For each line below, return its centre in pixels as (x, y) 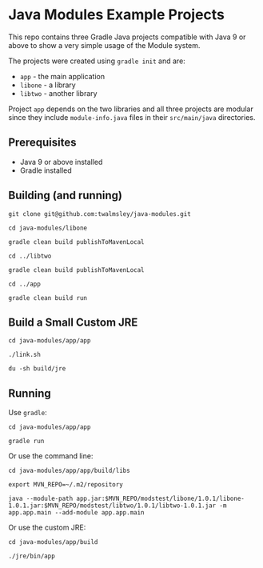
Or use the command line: (51, 456)
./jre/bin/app (32, 556)
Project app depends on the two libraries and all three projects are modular (131, 109)
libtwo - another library (58, 93)
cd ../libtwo (30, 256)
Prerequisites (42, 143)
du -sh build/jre (37, 369)
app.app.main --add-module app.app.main (77, 513)
